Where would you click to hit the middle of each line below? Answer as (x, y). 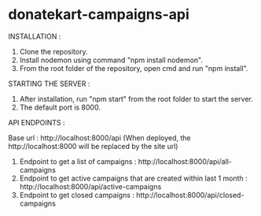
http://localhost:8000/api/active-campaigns (90, 186)
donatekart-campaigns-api (99, 15)
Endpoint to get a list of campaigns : (78, 161)
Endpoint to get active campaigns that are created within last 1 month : (133, 178)
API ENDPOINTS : (37, 122)
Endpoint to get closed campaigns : (77, 195)
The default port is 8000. (60, 107)
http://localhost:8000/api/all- (185, 161)
